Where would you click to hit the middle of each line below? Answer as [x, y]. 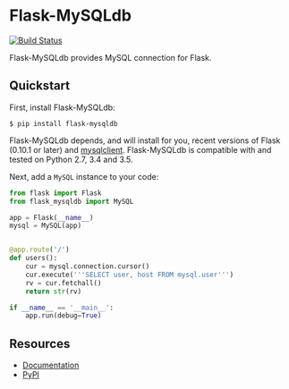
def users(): [34, 258]
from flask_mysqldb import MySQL [72, 201]
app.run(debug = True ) [64, 316]
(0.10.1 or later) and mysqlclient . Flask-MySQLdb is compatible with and [140, 149]
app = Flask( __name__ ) [51, 217]
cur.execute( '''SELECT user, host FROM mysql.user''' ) [130, 275]
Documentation [51, 365]
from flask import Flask [55, 193]
